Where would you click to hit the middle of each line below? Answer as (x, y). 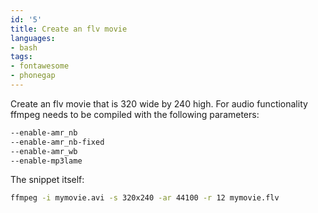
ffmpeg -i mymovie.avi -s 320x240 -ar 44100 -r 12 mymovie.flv (145, 198)
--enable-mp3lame (46, 161)
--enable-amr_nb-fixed (57, 142)
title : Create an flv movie (69, 29)
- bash (24, 47)
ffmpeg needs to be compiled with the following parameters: (135, 114)
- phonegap (33, 76)
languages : (33, 38)
